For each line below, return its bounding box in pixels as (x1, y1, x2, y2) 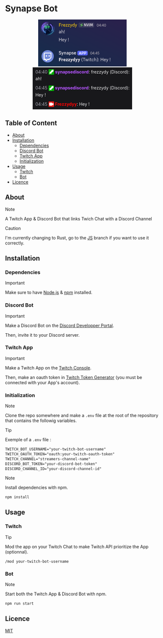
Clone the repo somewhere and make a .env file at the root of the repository (5, 413, 159, 419)
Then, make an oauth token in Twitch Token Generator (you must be (5, 374, 142, 380)
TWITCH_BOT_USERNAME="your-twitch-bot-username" (5, 447, 106, 452)
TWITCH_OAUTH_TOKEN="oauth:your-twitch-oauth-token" (5, 452, 115, 457)
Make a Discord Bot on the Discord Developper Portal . (5, 322, 114, 328)
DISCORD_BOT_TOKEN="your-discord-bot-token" (5, 462, 97, 467)
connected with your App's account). (5, 379, 80, 385)
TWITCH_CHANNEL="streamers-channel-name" (5, 457, 91, 462)
